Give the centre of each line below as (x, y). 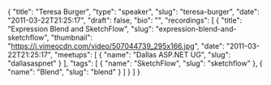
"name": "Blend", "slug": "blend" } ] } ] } (74, 72)
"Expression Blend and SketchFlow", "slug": (81, 29)
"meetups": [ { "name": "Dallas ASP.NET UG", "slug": (143, 55)
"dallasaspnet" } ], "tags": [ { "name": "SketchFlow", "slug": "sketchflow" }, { (135, 63)
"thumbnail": (72, 37)
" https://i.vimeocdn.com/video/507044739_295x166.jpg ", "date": (116, 46)
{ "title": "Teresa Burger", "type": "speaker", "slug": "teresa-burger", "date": (134, 12)
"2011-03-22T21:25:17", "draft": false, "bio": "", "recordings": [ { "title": (125, 20)
